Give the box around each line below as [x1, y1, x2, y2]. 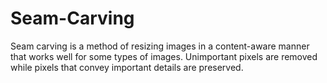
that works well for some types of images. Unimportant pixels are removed [10, 50, 318, 62]
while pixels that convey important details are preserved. [10, 61, 244, 73]
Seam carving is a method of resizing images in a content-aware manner [10, 40, 310, 52]
